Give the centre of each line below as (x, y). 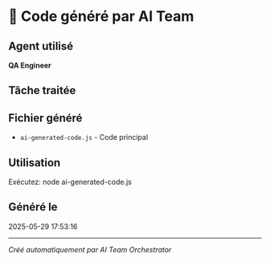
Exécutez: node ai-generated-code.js (70, 182)
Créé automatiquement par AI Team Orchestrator (90, 249)
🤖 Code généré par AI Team (101, 16)
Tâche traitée (42, 90)
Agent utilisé (41, 46)
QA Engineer (30, 65)
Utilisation (35, 163)
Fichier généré (45, 118)
